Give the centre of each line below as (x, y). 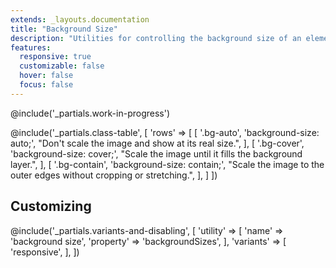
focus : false (46, 85)
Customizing (51, 206)
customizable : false (62, 66)
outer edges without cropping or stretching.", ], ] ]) (114, 175)
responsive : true (55, 57)
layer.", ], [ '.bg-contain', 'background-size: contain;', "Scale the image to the (167, 164)
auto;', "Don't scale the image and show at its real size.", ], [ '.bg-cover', (157, 143)
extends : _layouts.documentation (80, 19)
